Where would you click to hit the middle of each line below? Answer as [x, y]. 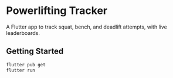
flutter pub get [26, 65]
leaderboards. [23, 33]
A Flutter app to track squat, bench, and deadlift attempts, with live [86, 27]
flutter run [21, 70]
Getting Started [35, 52]
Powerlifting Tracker [57, 11]
